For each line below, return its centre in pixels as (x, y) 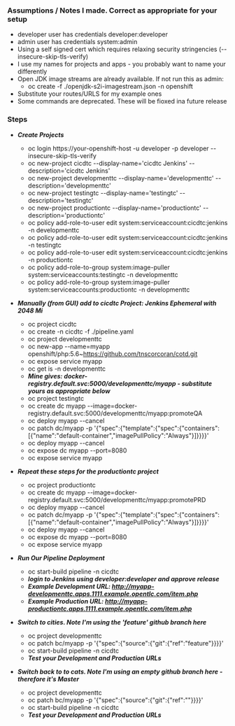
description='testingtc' (60, 200)
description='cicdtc (56, 171)
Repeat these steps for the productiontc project (88, 471)
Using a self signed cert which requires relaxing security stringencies (117, 49)
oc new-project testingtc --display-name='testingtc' (103, 193)
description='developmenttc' (70, 185)
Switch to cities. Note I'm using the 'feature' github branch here (112, 622)
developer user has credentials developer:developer (93, 34)
